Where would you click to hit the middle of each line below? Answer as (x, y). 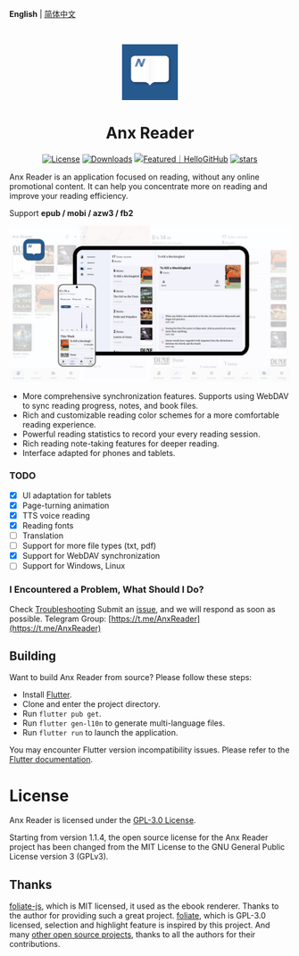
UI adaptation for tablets (66, 495)
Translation (43, 536)
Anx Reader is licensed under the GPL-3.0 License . (103, 820)
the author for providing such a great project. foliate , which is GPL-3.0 (137, 916)
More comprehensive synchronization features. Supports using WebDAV (155, 395)
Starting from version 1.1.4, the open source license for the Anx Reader (139, 837)
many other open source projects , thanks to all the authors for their (133, 935)
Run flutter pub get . (62, 714)
